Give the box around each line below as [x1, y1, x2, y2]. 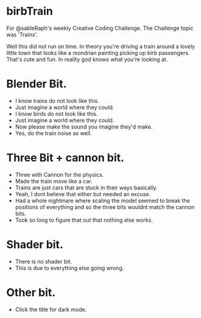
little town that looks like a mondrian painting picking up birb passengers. [6, 49, 190, 56]
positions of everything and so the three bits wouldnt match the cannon [15, 203, 195, 211]
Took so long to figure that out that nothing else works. [15, 216, 153, 224]
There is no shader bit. [15, 258, 72, 265]
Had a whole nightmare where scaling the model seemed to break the [15, 197, 190, 204]
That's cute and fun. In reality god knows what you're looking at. [6, 55, 168, 63]
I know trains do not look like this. [15, 97, 99, 104]
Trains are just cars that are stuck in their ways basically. [15, 184, 158, 191]
